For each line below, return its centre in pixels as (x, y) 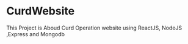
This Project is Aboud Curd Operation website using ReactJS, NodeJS (94, 28)
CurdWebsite (41, 11)
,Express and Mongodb (36, 34)
